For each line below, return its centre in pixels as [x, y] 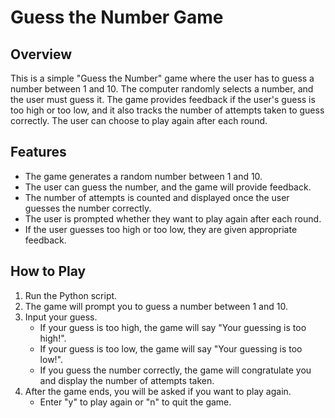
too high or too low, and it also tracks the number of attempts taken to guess [167, 110]
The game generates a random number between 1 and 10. [143, 176]
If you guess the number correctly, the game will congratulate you [175, 370]
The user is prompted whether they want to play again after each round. [173, 218]
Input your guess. [61, 317]
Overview [41, 54]
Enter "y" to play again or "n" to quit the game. [135, 402]
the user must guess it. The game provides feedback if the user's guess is [163, 99]
